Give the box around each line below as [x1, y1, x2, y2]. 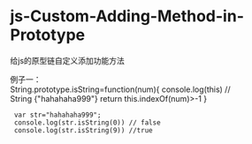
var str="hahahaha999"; [13, 110, 102, 119]
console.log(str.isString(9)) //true [13, 125, 153, 134]
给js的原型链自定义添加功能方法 [10, 55, 125, 65]
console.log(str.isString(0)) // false [13, 117, 162, 127]
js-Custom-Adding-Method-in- [10, 6, 244, 27]
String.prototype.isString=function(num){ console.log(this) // [10, 84, 231, 95]
